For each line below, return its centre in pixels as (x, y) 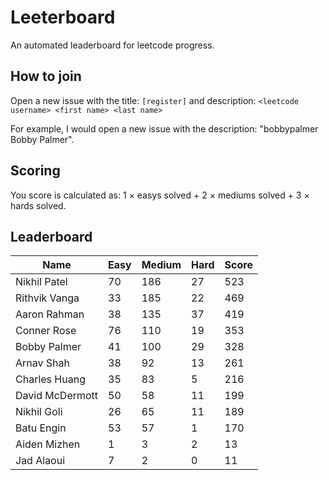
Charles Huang (50, 379)
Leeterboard (63, 17)
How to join (46, 76)
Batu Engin (41, 428)
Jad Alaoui (40, 461)
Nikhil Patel (41, 282)
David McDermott (57, 396)
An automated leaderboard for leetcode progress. (112, 45)
